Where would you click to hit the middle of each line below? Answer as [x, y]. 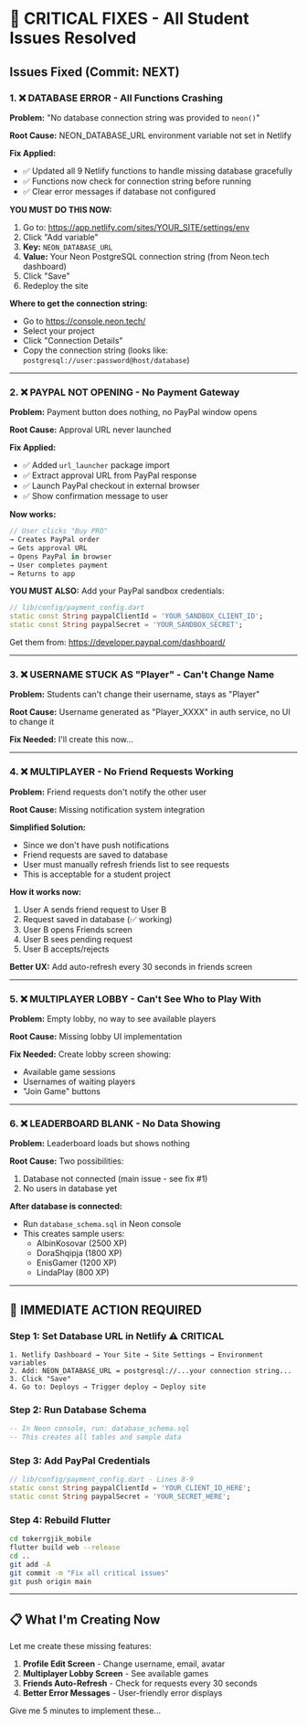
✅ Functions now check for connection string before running [137, 181]
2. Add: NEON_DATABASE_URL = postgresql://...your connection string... [151, 1370]
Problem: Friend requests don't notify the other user [108, 792]
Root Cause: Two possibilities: [67, 1161]
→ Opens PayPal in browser [61, 557]
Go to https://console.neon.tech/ [84, 321]
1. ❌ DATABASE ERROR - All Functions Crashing [116, 98]
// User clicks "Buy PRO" [58, 531]
